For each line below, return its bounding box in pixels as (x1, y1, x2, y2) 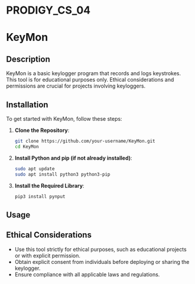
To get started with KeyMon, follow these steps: (6, 115, 122, 122)
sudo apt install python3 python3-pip (14, 171, 110, 177)
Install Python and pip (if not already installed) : (14, 154, 132, 162)
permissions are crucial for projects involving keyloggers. (6, 82, 146, 89)
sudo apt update (14, 166, 55, 172)
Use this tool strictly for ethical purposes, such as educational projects (14, 246, 187, 253)
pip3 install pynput (14, 193, 66, 199)
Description (6, 54, 50, 64)
